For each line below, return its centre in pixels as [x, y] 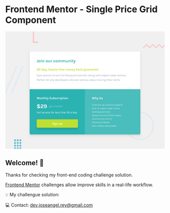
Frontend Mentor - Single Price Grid [81, 9]
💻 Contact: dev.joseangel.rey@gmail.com [49, 205]
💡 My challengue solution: [32, 195]
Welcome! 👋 [25, 163]
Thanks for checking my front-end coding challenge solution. [69, 175]
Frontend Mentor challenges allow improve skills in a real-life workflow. [79, 185]
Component [31, 20]
